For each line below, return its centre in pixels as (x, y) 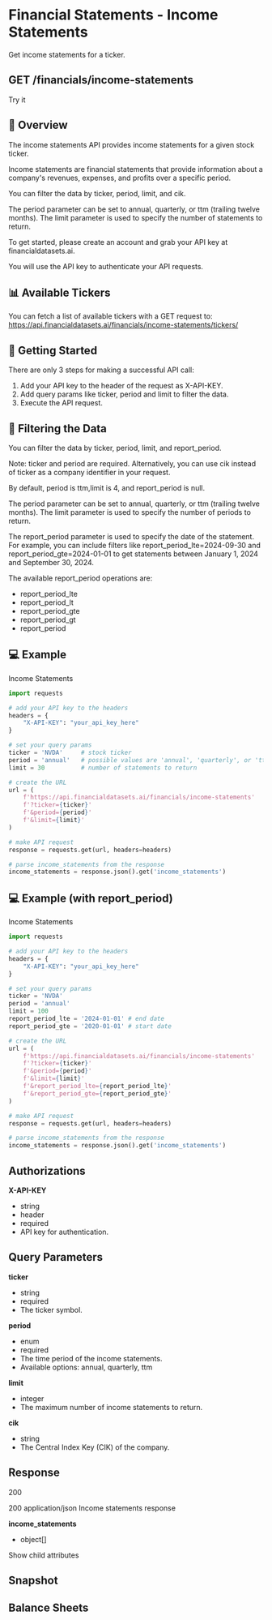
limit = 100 (28, 1011)
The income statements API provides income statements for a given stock (132, 144)
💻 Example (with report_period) (91, 898)
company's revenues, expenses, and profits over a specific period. (120, 178)
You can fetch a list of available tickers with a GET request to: (110, 316)
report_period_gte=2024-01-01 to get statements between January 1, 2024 (134, 554)
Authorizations (47, 1170)
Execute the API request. (61, 403)
